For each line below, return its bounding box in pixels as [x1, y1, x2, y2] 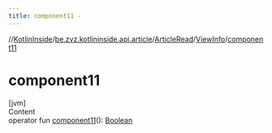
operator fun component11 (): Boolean [8, 115, 133, 125]
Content [8, 106, 36, 116]
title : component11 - [8, 11, 82, 20]
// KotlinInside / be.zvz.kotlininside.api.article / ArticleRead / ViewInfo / [8, 34, 228, 44]
